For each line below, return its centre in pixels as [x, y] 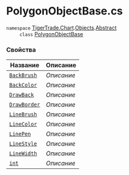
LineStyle [23, 144]
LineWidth [23, 154]
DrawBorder [25, 105]
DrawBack [22, 95]
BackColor [23, 85]
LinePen [20, 134]
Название [25, 66]
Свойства [21, 49]
